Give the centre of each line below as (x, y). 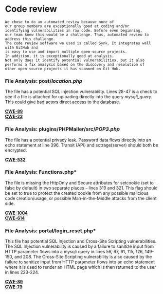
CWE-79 (14, 287)
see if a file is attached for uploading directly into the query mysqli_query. (79, 97)
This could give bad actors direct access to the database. (63, 102)
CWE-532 (15, 160)
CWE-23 (14, 117)
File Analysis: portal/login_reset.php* (51, 231)
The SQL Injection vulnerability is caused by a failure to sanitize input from (80, 246)
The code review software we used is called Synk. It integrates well (78, 43)
